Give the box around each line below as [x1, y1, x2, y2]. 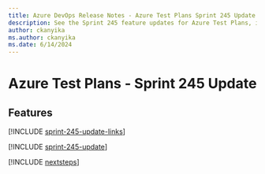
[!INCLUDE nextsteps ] [8, 157, 80, 167]
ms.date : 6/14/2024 [8, 41, 73, 49]
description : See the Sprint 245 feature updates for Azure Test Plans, [8, 19, 252, 27]
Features [8, 106, 53, 119]
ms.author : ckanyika [8, 33, 77, 42]
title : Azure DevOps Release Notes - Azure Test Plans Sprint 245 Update [8, 11, 256, 20]
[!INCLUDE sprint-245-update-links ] [8, 127, 126, 136]
